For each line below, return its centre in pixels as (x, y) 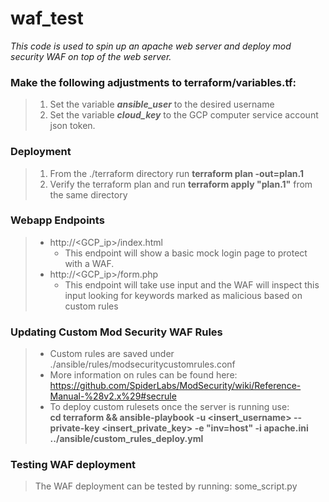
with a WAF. (89, 263)
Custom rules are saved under (112, 354)
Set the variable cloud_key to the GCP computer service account (184, 115)
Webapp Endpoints (57, 220)
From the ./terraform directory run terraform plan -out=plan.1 (176, 173)
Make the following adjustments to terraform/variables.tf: (153, 82)
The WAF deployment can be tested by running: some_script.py (166, 486)
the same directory (88, 194)
